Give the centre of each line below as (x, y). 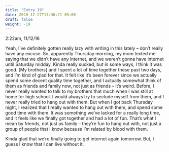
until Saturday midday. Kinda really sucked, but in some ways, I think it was (84, 64)
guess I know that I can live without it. (45, 144)
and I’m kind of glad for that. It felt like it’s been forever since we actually (81, 75)
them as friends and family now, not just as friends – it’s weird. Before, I (80, 86)
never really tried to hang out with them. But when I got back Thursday (79, 102)
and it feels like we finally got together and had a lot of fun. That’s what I (81, 118)
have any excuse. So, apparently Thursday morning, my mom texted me (80, 54)
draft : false (19, 19)
